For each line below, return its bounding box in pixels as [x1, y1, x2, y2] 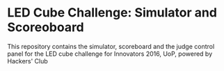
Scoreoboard [7, 19, 85, 35]
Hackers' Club [7, 57, 49, 65]
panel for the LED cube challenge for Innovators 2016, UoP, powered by [7, 50, 213, 58]
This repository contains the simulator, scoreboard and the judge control [7, 42, 215, 50]
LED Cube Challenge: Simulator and [7, 5, 218, 21]
